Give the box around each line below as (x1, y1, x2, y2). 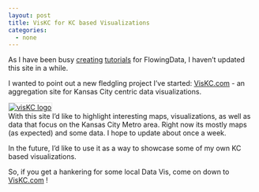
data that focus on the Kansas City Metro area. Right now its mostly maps (8, 120, 247, 130)
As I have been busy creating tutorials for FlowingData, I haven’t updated (8, 55, 246, 65)
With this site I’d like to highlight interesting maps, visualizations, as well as (8, 112, 251, 121)
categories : (8, 26, 47, 34)
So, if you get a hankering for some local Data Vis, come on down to (8, 167, 230, 177)
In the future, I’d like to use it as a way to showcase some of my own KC (8, 143, 242, 153)
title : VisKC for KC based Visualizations (8, 19, 150, 27)
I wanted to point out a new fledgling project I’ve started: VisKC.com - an (8, 79, 246, 88)
